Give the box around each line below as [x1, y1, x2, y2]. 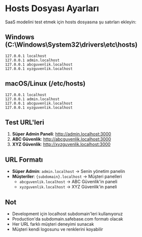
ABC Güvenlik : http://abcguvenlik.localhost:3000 [12, 136, 111, 142]
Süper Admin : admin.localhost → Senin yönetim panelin [12, 169, 125, 174]
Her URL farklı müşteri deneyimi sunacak [12, 221, 94, 227]
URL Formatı [5, 155, 43, 164]
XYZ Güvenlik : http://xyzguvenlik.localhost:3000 [12, 141, 111, 147]
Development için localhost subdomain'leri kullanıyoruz [12, 211, 123, 217]
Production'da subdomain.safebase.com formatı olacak [12, 216, 123, 221]
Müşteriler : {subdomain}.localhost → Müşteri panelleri [12, 173, 123, 180]
